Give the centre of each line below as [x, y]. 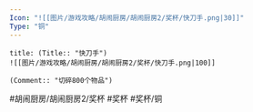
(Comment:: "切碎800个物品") [61, 80]
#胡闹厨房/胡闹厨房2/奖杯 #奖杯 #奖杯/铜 [86, 98]
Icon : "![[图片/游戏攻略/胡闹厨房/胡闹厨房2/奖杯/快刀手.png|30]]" [127, 18]
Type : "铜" [30, 26]
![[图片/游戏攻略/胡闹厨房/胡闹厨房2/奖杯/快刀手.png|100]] [112, 63]
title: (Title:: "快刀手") [58, 53]
